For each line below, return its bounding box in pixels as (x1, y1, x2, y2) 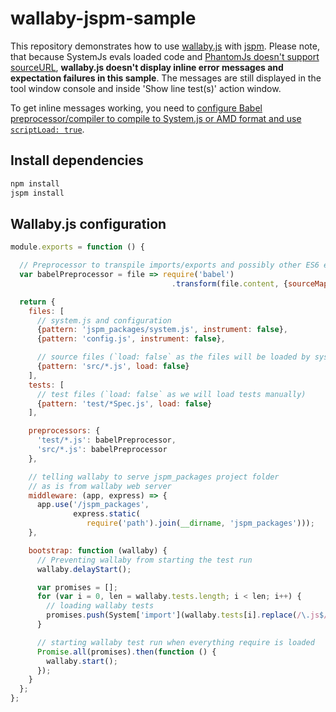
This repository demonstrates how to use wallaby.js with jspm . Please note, (10, 40, 320, 52)
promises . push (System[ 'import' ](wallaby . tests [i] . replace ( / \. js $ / (46, 610, 329, 621)
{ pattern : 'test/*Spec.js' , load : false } (36, 398, 213, 409)
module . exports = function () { (10, 242, 145, 252)
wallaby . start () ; (46, 656, 118, 666)
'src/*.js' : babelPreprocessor (36, 445, 168, 455)
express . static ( (73, 509, 141, 519)
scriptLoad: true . (10, 123, 85, 135)
